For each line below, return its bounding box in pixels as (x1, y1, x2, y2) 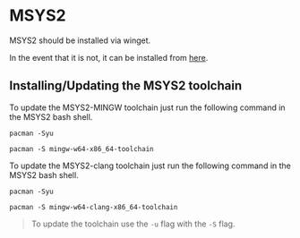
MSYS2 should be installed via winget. (9, 35, 151, 46)
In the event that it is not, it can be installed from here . (9, 52, 209, 63)
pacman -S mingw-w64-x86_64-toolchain (9, 144, 154, 153)
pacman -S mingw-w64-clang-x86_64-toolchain (9, 202, 178, 211)
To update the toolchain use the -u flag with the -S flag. (30, 218, 236, 229)
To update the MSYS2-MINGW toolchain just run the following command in (9, 102, 286, 113)
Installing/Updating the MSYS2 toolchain (9, 78, 243, 94)
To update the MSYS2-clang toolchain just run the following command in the (9, 160, 291, 171)
